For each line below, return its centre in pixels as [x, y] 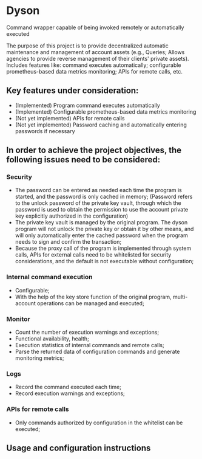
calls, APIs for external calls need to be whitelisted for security [93, 255]
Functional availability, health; [52, 339]
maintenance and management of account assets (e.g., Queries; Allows [96, 52]
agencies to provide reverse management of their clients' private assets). [98, 58]
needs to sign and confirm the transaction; [68, 242]
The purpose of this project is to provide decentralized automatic [87, 46]
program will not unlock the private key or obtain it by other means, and [104, 229]
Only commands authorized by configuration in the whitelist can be [99, 423]
